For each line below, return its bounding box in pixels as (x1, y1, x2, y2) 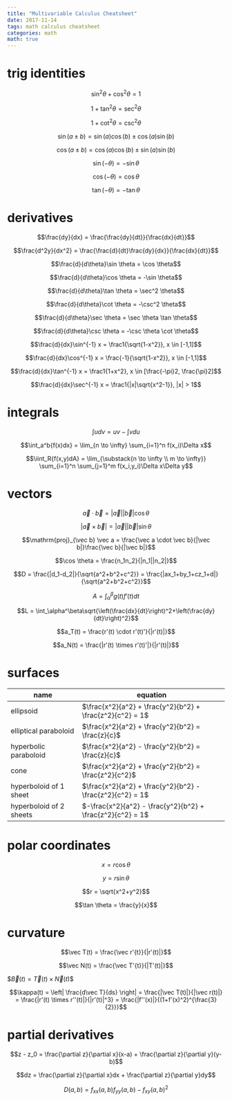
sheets (10, 810, 33, 820)
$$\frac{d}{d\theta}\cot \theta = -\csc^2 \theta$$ (46, 300, 186, 308)
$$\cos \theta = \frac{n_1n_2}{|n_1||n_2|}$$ (55, 556, 177, 565)
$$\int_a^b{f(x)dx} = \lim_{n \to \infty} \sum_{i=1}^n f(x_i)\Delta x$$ (20, 441, 212, 449)
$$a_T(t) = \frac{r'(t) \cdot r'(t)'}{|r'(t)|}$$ (56, 628, 176, 636)
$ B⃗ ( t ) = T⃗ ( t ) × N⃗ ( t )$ (7, 975, 74, 983)
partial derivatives (7, 1027, 115, 1043)
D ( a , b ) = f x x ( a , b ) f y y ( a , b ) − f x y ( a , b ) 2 (64, 1084, 168, 1095)
